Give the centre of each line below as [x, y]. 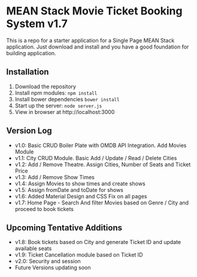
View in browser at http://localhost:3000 [65, 112]
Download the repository [46, 86]
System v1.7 [37, 24]
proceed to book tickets [44, 209]
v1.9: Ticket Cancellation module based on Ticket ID [79, 255]
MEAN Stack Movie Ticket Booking [94, 11]
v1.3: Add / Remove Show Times [54, 177]
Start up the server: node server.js [58, 106]
